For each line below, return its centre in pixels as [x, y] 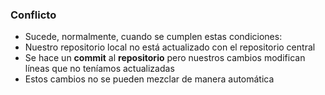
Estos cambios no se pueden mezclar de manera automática [149, 79]
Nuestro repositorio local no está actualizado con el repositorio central [170, 47]
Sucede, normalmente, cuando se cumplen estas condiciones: [153, 37]
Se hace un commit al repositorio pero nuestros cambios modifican [165, 58]
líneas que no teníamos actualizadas [99, 69]
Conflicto [33, 15]
